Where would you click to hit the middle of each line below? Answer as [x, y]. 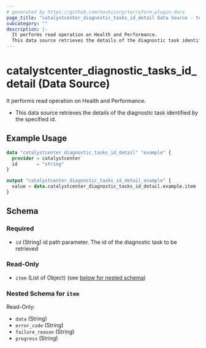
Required [20, 229]
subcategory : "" [27, 23]
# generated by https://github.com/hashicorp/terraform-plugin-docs [96, 12]
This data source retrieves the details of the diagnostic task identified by [106, 112]
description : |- [27, 29]
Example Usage [37, 138]
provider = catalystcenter [46, 158]
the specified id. [36, 119]
